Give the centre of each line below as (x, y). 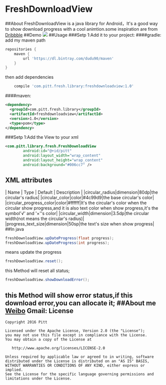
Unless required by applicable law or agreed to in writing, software (80, 357)
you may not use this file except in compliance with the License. (76, 335)
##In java (15, 229)
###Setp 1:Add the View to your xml (42, 137)
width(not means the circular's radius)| (45, 219)
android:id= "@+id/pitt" (47, 151)
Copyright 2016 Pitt (27, 322)
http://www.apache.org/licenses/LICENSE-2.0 (58, 348)
